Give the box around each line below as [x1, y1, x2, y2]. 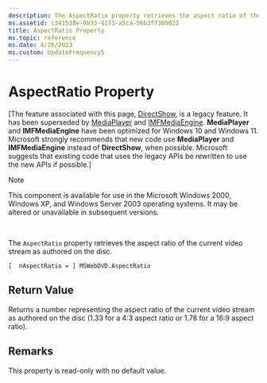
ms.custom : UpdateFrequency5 [8, 48, 105, 56]
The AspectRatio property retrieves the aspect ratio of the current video [8, 238, 244, 247]
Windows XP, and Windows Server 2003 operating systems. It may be [8, 199, 238, 208]
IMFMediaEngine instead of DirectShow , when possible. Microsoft [8, 142, 228, 152]
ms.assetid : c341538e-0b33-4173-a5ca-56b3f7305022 [8, 19, 180, 27]
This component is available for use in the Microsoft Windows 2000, [8, 190, 232, 199]
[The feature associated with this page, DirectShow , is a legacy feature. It [8, 109, 248, 118]
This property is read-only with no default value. [8, 366, 167, 375]
